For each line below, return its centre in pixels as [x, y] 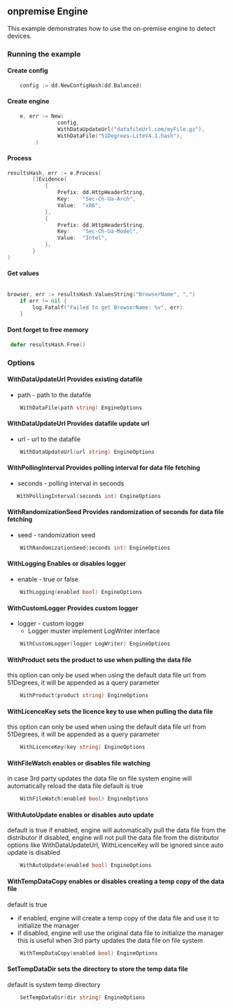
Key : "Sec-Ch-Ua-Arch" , [97, 199]
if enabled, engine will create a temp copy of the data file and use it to [118, 918]
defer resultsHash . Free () [48, 345]
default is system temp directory [54, 984]
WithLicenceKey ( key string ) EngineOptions [83, 747]
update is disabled [34, 852]
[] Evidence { [50, 179]
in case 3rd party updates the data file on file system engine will [100, 779]
